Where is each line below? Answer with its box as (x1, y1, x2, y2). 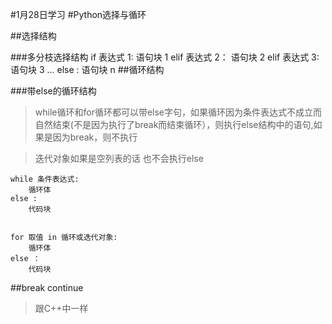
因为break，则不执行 (52, 131, 138, 143)
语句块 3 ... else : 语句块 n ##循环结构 (10, 64, 165, 75)
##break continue (10, 282, 84, 293)
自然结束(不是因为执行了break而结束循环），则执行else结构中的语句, (34, 119, 314, 130)
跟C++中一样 (34, 303, 89, 314)
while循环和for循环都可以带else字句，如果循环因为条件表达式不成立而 (34, 106, 323, 118)
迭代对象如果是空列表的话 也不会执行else (34, 153, 204, 164)
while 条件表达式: (10, 174, 80, 184)
